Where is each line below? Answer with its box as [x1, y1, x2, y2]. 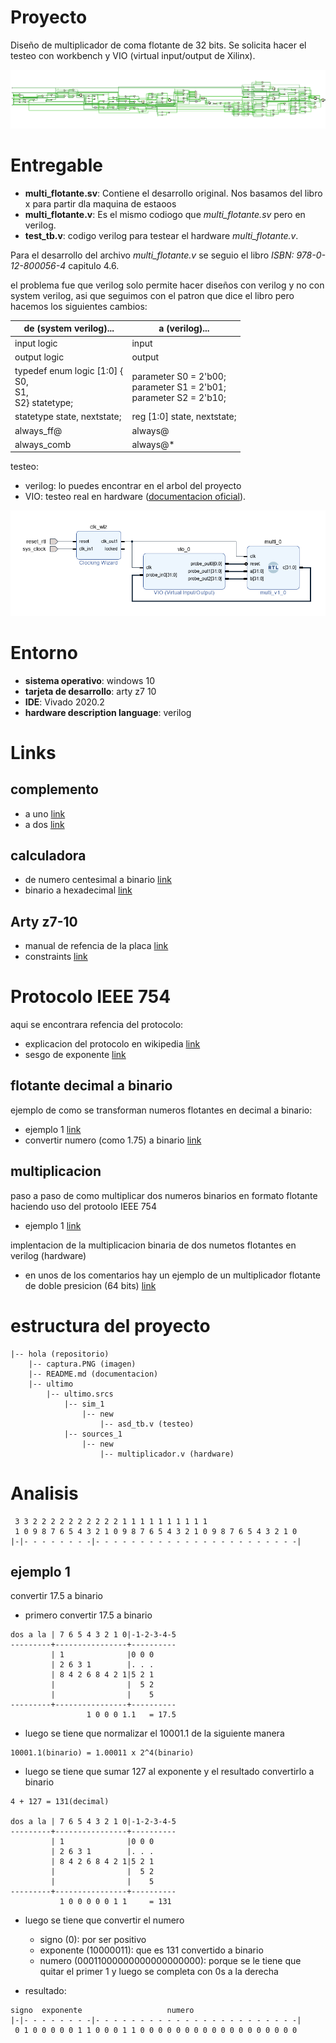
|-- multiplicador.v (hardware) [99, 1449, 235, 1459]
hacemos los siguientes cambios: [10, 300, 148, 312]
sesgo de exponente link [24, 1049, 127, 1061]
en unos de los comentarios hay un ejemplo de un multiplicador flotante [24, 1269, 321, 1281]
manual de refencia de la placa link [24, 940, 169, 952]
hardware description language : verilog [24, 706, 192, 718]
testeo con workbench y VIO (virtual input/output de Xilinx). [10, 49, 256, 61]
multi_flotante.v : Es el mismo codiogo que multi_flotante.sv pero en [24, 208, 306, 220]
